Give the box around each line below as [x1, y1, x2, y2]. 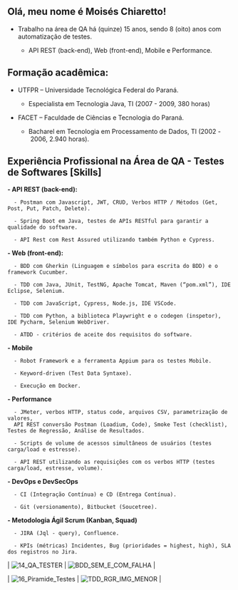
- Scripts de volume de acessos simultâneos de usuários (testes [14, 440, 212, 447]
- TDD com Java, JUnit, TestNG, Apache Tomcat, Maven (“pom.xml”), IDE [14, 281, 232, 289]
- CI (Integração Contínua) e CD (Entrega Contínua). [14, 491, 177, 498]
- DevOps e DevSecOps [7, 477, 78, 486]
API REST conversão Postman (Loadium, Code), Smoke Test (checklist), [14, 421, 228, 428]
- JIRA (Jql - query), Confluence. [14, 530, 120, 537]
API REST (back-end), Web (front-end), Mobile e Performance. [28, 46, 212, 54]
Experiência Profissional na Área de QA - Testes [7, 155, 224, 167]
